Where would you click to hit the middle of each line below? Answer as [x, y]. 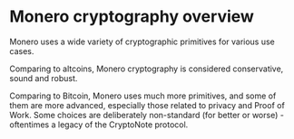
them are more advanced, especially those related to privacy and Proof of [147, 105]
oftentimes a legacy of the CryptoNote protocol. [99, 125]
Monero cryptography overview [132, 17]
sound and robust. [44, 78]
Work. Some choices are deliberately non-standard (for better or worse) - [147, 115]
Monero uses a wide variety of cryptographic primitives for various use [142, 42]
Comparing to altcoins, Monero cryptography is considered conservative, [147, 69]
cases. [22, 51]
